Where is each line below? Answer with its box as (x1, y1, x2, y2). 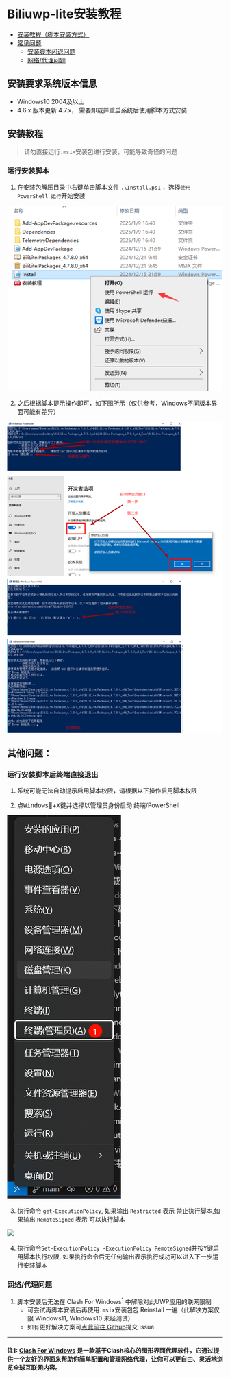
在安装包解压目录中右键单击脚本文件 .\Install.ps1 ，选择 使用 (16, 183, 191, 191)
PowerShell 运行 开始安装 (16, 191, 86, 199)
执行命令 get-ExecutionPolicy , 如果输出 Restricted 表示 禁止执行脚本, (16, 1207, 214, 1215)
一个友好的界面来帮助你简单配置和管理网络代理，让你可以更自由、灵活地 (12, 1355, 217, 1363)
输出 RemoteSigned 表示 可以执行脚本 (23, 1216, 125, 1224)
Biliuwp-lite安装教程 (7, 6, 122, 22)
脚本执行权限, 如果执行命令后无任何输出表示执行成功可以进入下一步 (23, 1253, 213, 1261)
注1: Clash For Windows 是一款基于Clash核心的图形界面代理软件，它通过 (7, 1346, 214, 1354)
